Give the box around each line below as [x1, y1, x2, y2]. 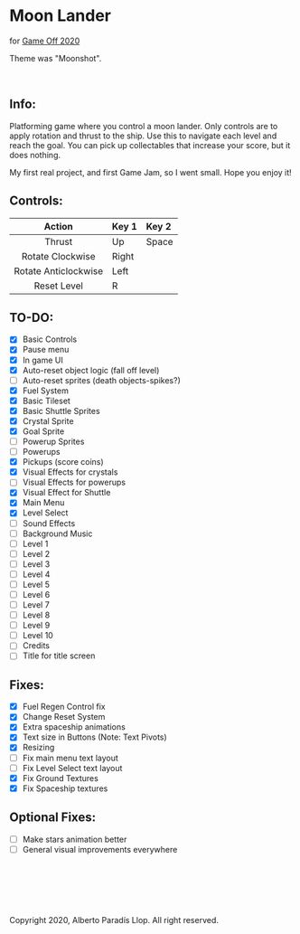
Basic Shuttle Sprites [22, 405, 101, 416]
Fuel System [22, 385, 70, 396]
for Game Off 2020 [9, 35, 80, 46]
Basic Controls [22, 334, 78, 344]
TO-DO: [9, 309, 54, 325]
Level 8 [22, 609, 51, 620]
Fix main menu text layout [22, 752, 119, 763]
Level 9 [22, 620, 51, 631]
